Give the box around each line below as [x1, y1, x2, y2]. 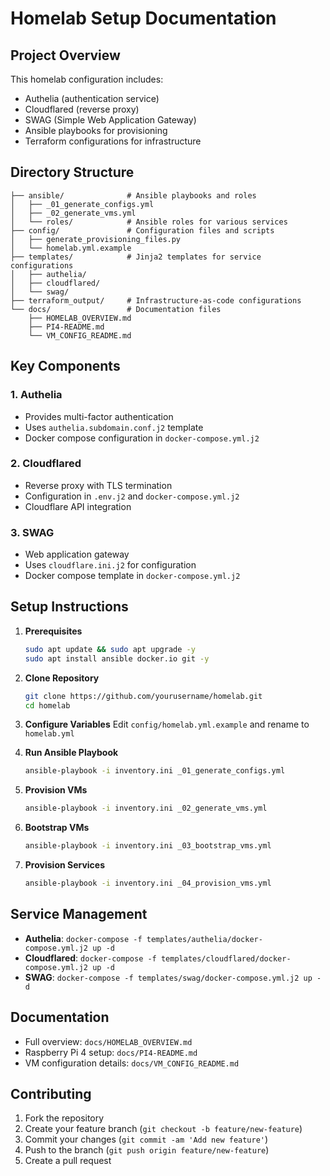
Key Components [10, 358, 121, 375]
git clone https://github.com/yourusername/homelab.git [24, 691, 263, 701]
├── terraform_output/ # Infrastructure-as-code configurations [10, 295, 302, 306]
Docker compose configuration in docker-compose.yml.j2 [24, 432, 260, 444]
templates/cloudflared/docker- [160, 953, 292, 964]
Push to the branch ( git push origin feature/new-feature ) [24, 1144, 270, 1156]
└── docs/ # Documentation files [10, 304, 222, 314]
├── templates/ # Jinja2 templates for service [10, 252, 262, 262]
